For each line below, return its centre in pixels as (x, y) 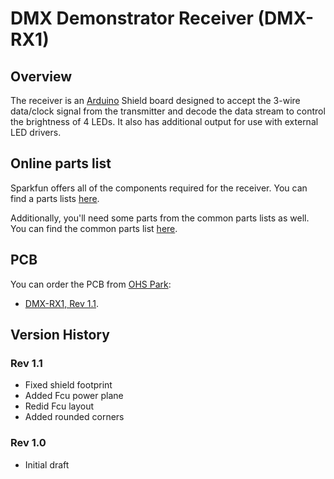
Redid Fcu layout (59, 406)
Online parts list (61, 163)
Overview (41, 76)
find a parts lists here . (55, 198)
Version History (60, 335)
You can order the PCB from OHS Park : (91, 284)
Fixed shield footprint (68, 385)
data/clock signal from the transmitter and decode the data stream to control (168, 111)
